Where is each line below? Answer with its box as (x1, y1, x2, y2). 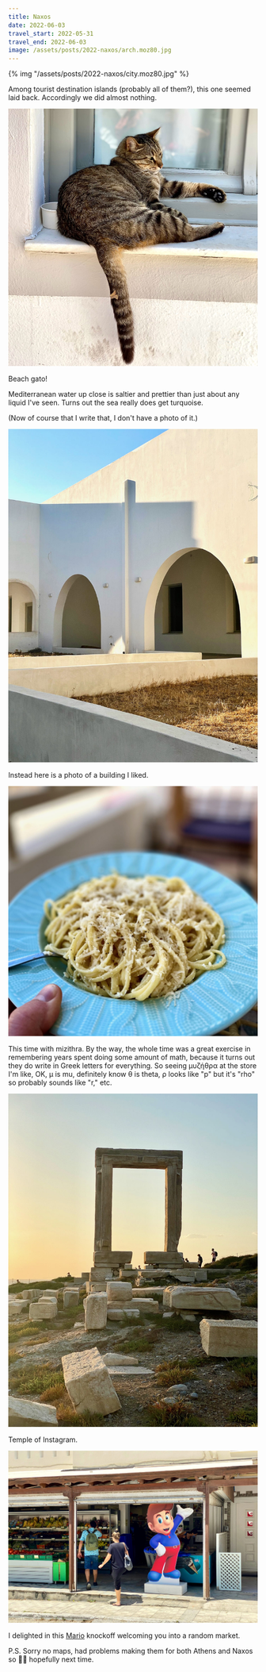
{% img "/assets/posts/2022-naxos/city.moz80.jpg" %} (8, 69, 190, 79)
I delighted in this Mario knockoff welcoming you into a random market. (8, 1631, 241, 1640)
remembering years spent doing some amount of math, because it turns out (8, 1052, 256, 1063)
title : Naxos (8, 13, 51, 21)
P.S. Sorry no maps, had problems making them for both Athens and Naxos (8, 1647, 253, 1656)
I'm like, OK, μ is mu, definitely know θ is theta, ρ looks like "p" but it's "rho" (8, 1070, 256, 1079)
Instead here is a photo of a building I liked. (8, 771, 149, 780)
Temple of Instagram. (8, 1435, 78, 1444)
